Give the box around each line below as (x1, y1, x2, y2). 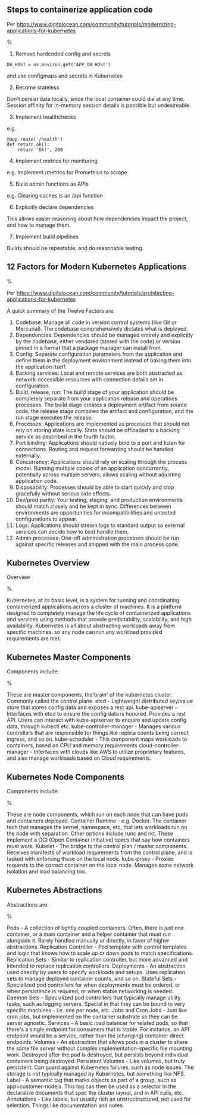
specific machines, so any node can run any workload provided (7, 629, 162, 636)
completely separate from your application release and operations (15, 395, 178, 402)
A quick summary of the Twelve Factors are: (7, 307, 115, 314)
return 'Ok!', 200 (17, 146, 63, 153)
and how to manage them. (7, 221, 71, 229)
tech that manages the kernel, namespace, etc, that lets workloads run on (7, 824, 187, 831)
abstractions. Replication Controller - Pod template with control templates (7, 943, 187, 950)
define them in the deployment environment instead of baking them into (15, 356, 192, 364)
